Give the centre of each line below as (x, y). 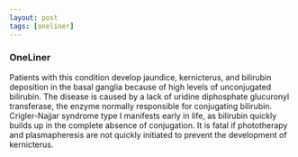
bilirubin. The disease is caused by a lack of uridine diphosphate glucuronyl (149, 97)
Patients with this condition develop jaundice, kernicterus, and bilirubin (140, 77)
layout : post (34, 18)
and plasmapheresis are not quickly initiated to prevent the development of (148, 134)
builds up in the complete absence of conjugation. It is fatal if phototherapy (149, 125)
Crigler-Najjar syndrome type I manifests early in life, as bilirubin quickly (143, 115)
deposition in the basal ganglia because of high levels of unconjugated (140, 87)
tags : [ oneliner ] (42, 26)
